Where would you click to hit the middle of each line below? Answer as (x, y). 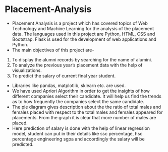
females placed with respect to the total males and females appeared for (88, 112)
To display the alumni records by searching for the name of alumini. (82, 59)
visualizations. (27, 70)
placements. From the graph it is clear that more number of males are (84, 117)
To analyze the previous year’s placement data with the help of (77, 65)
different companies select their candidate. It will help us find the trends (87, 96)
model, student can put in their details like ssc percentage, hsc (77, 133)
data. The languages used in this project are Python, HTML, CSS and (83, 34)
